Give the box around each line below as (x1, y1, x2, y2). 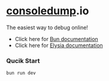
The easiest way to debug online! (6, 24, 89, 31)
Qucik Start (6, 57, 40, 65)
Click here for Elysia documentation (14, 42, 103, 49)
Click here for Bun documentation (14, 35, 99, 42)
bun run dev (6, 70, 36, 76)
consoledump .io (6, 4, 89, 18)
